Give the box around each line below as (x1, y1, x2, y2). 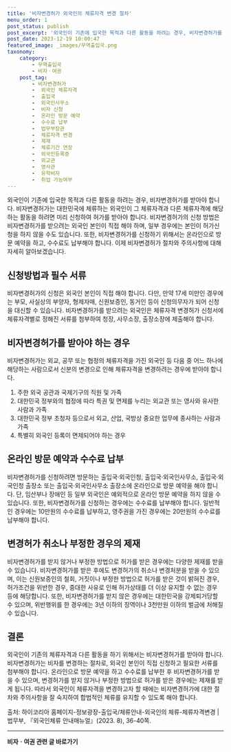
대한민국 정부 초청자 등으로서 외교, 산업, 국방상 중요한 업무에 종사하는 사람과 (16, 414, 221, 422)
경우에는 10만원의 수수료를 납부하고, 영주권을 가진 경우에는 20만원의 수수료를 (14, 507, 221, 516)
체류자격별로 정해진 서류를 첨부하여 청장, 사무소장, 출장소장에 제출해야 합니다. (7, 315, 214, 323)
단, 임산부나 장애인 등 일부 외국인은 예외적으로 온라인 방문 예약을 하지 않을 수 (16, 489, 221, 498)
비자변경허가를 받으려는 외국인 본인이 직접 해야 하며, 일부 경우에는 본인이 (7, 221, 201, 230)
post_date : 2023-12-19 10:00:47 (7, 36, 100, 43)
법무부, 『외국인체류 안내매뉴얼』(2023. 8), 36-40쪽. (7, 716, 151, 725)
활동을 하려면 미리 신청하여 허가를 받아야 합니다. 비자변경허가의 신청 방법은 (19, 213, 220, 221)
